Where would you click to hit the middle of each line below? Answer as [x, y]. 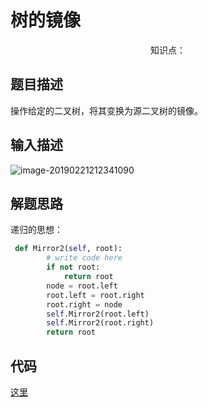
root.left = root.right [95, 295]
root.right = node [84, 304]
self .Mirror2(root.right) [100, 323]
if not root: [73, 267]
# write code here [84, 258]
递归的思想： [36, 230]
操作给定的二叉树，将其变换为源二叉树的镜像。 [106, 110]
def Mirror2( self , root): [68, 249]
